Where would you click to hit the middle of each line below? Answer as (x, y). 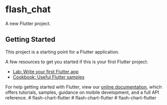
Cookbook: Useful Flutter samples (49, 77)
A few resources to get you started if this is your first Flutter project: (77, 62)
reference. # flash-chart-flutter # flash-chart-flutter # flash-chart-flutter (81, 97)
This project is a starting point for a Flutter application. (62, 51)
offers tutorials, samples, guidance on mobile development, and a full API (82, 92)
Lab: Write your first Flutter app (46, 71)
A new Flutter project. (28, 23)
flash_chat (28, 9)
